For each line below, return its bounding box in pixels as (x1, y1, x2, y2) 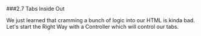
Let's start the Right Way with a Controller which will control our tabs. (6, 23, 179, 30)
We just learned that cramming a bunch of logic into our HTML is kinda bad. (6, 17, 196, 23)
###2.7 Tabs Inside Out (6, 5, 65, 12)
